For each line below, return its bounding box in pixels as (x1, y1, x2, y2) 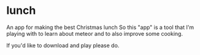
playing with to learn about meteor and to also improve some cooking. (6, 30, 183, 37)
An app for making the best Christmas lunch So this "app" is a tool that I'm (6, 24, 194, 31)
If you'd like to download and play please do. (6, 42, 120, 49)
